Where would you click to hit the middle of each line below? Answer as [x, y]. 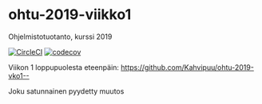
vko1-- [19, 75]
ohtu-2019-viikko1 [70, 15]
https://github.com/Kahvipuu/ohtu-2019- [187, 67]
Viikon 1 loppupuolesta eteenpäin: [64, 67]
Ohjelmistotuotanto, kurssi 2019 [60, 37]
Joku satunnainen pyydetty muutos [66, 91]
